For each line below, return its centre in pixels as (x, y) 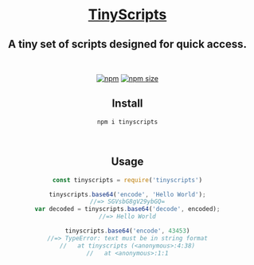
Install (127, 104)
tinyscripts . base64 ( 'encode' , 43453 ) (127, 231)
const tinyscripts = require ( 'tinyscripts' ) (127, 180)
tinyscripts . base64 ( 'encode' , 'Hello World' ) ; (127, 194)
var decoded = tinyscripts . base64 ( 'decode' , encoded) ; (127, 209)
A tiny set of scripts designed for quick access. (127, 44)
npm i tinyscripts (127, 122)
